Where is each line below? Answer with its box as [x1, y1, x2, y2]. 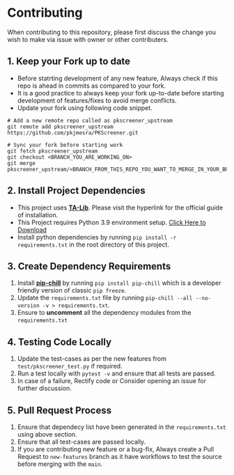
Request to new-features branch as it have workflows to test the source [17, 453, 223, 460]
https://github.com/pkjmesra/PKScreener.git [7, 129, 139, 137]
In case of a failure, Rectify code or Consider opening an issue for [17, 377, 207, 385]
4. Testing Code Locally [7, 336, 112, 348]
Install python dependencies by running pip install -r [17, 233, 177, 241]
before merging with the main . [17, 460, 103, 468]
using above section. [17, 430, 78, 438]
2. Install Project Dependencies [7, 185, 146, 196]
